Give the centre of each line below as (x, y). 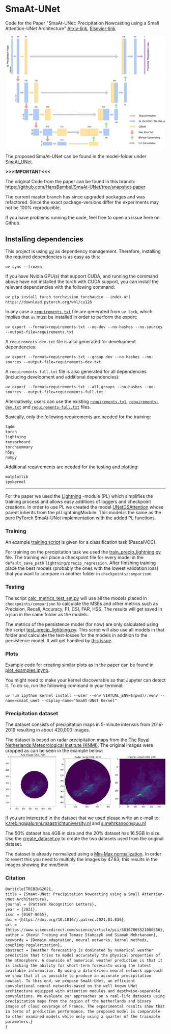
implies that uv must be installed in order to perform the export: (71, 317)
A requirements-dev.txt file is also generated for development (71, 342)
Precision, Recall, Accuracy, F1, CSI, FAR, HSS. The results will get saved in (84, 609)
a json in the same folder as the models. (47, 614)
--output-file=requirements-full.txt (63, 392)
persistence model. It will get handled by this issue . (59, 640)
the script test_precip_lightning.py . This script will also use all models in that (85, 629)
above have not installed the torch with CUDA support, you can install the (82, 282)
